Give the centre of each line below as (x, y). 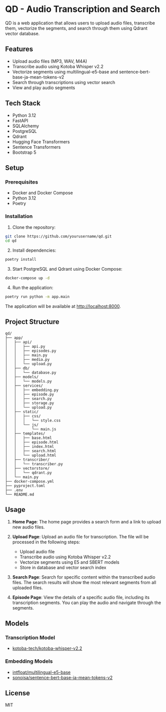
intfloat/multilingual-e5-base (41, 672)
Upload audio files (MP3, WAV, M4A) (50, 61)
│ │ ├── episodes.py (31, 351)
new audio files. (28, 527)
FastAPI (20, 120)
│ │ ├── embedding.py (32, 390)
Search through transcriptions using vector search (64, 82)
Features (19, 49)
